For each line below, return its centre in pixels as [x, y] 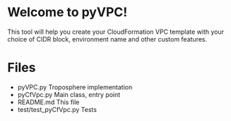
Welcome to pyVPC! [67, 12]
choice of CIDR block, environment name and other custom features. [107, 39]
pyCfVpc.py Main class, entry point [69, 94]
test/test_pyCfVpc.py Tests [57, 109]
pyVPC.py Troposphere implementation [75, 87]
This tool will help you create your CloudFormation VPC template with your [116, 32]
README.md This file [48, 102]
